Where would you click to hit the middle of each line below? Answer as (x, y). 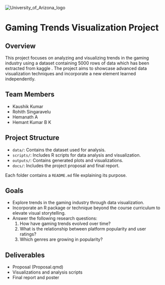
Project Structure (32, 138)
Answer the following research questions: (55, 219)
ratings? (28, 234)
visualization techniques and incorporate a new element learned (71, 74)
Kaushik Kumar (28, 106)
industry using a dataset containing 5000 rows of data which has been (77, 63)
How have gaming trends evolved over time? (65, 224)
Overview (21, 46)
